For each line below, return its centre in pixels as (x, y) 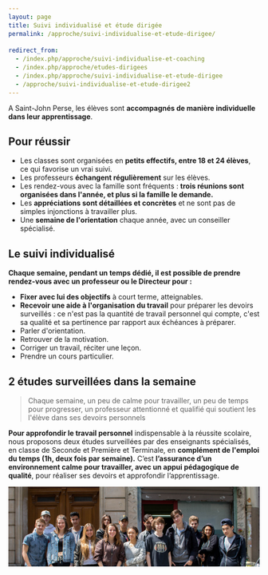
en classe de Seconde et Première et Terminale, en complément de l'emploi (134, 450)
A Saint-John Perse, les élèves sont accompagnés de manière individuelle (132, 108)
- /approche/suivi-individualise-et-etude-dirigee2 (103, 84)
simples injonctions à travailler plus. (79, 212)
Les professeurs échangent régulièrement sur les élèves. (115, 178)
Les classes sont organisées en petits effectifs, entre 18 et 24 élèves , (135, 161)
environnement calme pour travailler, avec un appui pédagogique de (124, 467)
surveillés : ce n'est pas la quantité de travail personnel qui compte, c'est (140, 314)
